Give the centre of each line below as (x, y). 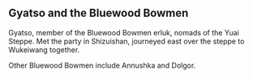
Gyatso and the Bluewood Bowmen (99, 13)
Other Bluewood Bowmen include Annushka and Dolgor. (102, 65)
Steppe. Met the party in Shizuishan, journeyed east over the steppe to (126, 41)
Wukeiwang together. (44, 49)
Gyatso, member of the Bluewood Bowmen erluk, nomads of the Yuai (124, 32)
